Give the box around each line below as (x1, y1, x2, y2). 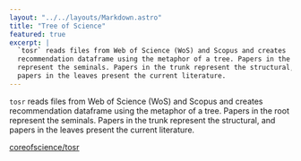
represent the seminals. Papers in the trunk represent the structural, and (9, 114, 276, 125)
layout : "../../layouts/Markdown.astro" (9, 13, 163, 22)
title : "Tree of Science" (9, 21, 106, 30)
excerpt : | (9, 38, 50, 47)
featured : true (9, 30, 66, 38)
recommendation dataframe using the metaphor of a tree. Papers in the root (9, 105, 289, 116)
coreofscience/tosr (9, 141, 80, 152)
